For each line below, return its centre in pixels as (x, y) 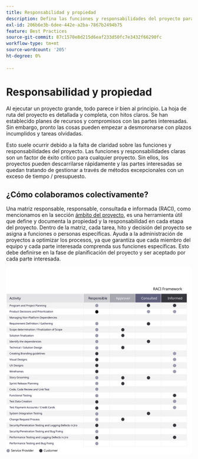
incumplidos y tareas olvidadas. (45, 133)
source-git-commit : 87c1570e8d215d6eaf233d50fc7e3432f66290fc (84, 37)
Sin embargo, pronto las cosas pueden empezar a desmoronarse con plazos (99, 127)
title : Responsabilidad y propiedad (51, 12)
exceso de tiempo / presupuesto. (46, 176)
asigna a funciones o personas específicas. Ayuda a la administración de (95, 234)
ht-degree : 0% (24, 56)
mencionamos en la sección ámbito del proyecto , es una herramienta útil (94, 215)
